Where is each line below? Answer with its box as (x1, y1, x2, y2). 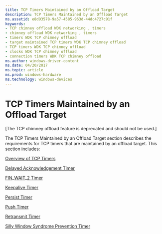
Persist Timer (5, 194, 33, 200)
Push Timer (5, 204, 29, 210)
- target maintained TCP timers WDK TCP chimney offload (5, 40, 126, 45)
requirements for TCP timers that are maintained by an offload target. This (5, 140, 157, 146)
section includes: (5, 146, 40, 152)
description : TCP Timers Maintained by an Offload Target (5, 12, 128, 17)
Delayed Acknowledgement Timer (5, 165, 75, 171)
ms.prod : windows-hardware (5, 72, 61, 77)
